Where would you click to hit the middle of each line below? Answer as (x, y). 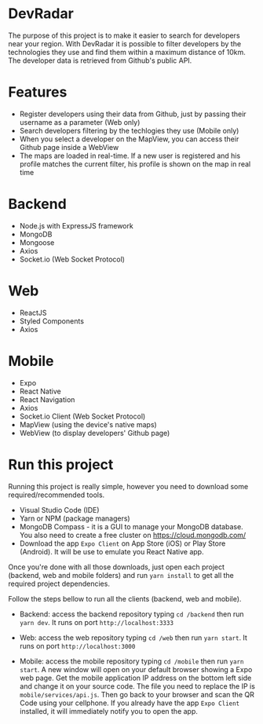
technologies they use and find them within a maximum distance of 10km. (127, 52)
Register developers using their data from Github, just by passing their (133, 114)
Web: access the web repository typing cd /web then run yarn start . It (133, 638)
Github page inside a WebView (69, 147)
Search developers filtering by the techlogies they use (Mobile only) (129, 130)
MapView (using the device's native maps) (88, 424)
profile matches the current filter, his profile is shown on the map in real (135, 164)
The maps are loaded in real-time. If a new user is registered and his (130, 155)
